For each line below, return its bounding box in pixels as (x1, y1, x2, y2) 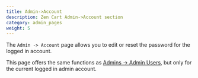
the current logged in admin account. (6, 66, 97, 73)
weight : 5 (6, 25, 31, 31)
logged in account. (6, 48, 52, 55)
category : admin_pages (6, 19, 62, 25)
